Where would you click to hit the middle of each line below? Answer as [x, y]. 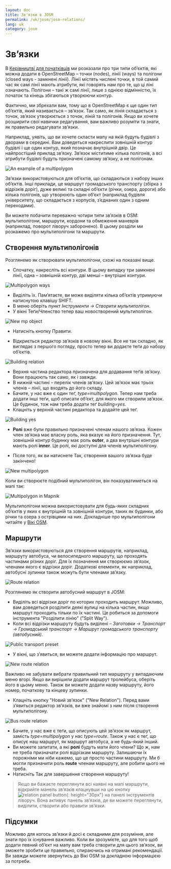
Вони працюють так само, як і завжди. [55, 377]
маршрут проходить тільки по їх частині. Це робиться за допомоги [85, 612]
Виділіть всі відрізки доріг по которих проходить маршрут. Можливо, [88, 602]
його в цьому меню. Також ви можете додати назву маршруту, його [80, 685]
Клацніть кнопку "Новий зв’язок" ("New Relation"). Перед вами [81, 700]
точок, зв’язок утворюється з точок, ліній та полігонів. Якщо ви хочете [82, 116]
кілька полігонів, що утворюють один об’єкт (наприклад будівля [75, 195]
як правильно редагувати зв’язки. [42, 127]
